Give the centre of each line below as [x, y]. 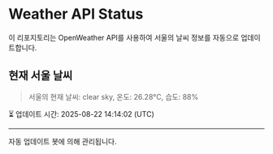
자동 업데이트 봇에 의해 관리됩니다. [63, 141]
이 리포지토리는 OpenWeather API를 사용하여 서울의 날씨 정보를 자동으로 [124, 37]
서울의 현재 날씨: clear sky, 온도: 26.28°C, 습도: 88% [113, 96]
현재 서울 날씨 [41, 76]
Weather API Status [76, 14]
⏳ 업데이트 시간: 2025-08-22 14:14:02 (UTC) [81, 113]
